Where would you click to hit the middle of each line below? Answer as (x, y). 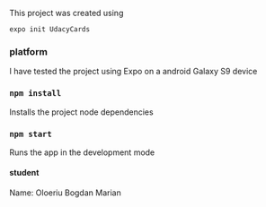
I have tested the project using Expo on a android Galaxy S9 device (133, 72)
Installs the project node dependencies (82, 112)
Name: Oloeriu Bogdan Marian (65, 193)
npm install (35, 94)
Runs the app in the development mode (82, 152)
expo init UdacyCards (50, 30)
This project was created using (66, 13)
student (24, 173)
